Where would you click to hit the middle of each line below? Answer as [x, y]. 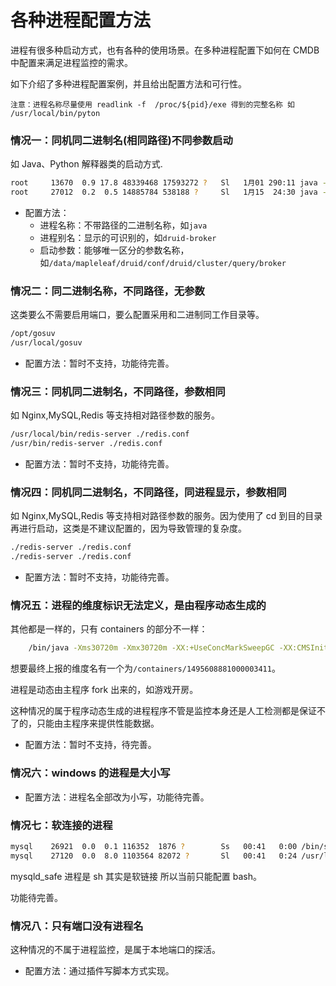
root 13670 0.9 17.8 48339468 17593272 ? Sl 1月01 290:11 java [164, 183]
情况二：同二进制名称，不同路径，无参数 [107, 291]
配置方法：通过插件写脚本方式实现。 [99, 970]
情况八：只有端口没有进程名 [77, 926]
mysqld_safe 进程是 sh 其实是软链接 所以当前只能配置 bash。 [136, 876]
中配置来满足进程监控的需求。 [71, 62]
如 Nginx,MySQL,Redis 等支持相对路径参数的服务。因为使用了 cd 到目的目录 [166, 516]
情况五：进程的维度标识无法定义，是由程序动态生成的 [138, 606]
